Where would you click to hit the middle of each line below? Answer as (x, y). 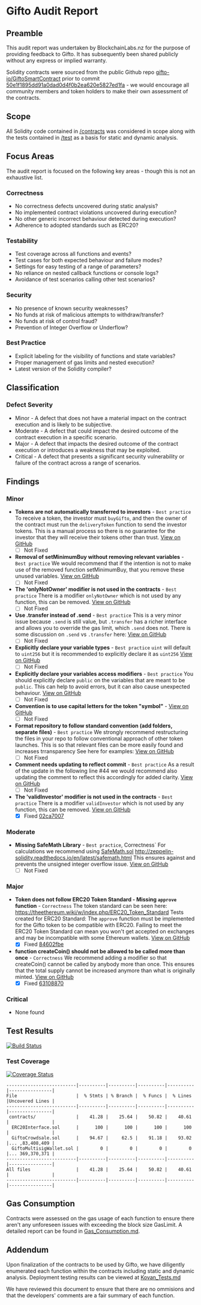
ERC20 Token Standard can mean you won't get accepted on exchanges (105, 931)
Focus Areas (30, 157)
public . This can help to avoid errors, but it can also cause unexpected (102, 686)
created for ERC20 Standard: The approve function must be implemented (105, 919)
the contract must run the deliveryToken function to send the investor (101, 525)
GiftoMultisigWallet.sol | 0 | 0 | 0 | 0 (102, 1149)
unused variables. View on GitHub (57, 576)
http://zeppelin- (154, 851)
